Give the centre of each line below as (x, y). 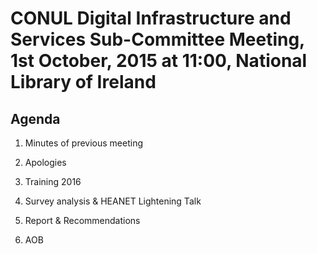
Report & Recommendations (82, 220)
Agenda (35, 118)
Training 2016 (53, 181)
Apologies (45, 162)
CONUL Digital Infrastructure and (151, 18)
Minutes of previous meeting (84, 143)
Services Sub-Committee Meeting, (157, 39)
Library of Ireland (83, 82)
